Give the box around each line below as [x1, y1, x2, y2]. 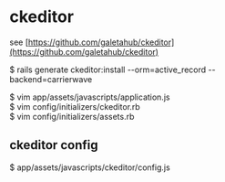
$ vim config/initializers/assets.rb [9, 111, 135, 122]
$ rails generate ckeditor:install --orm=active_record [9, 64, 207, 75]
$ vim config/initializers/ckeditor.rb [9, 101, 141, 112]
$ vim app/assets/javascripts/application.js [9, 91, 170, 102]
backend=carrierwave [9, 73, 93, 84]
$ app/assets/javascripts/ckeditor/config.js [9, 162, 170, 173]
